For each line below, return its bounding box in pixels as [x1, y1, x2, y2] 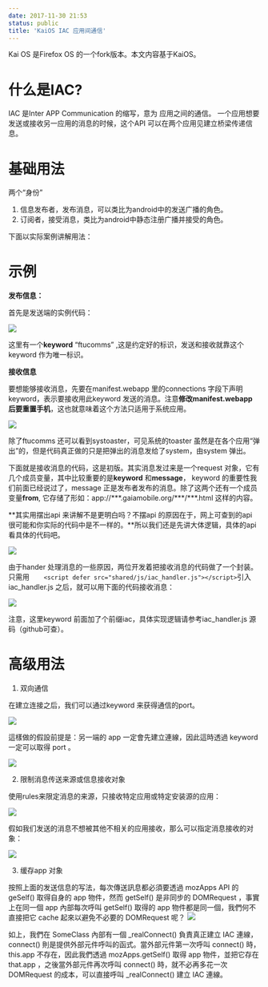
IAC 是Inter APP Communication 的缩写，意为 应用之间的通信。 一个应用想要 [8, 109, 260, 119]
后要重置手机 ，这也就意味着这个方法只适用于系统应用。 [8, 404, 190, 413]
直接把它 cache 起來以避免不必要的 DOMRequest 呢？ [8, 912, 186, 922]
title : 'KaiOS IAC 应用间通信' [8, 26, 106, 34]
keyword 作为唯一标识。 [8, 350, 88, 360]
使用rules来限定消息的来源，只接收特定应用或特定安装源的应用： [8, 792, 222, 801]
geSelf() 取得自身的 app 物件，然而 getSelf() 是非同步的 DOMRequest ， [8, 892, 246, 902]
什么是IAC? [8, 81, 82, 99]
